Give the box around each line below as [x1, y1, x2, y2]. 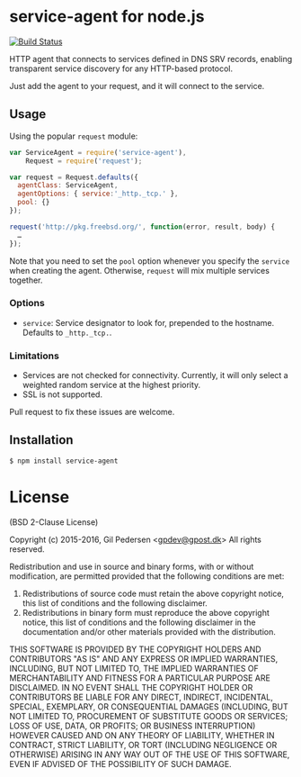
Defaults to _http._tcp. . [22, 327, 112, 338]
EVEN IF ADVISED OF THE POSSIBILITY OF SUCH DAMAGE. [9, 758, 232, 769]
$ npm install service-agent [9, 456, 119, 465]
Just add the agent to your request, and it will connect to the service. [9, 80, 265, 91]
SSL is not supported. [22, 389, 103, 400]
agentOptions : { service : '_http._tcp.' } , [17, 189, 179, 199]
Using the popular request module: [9, 131, 138, 141]
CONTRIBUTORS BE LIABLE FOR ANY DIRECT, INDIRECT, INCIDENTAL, [9, 691, 274, 702]
